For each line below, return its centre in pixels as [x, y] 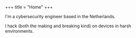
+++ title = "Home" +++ [29, 7]
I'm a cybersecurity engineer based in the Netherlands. [60, 16]
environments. [19, 31]
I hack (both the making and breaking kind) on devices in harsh [68, 26]
